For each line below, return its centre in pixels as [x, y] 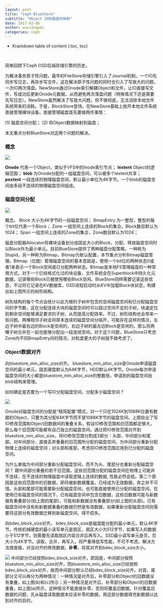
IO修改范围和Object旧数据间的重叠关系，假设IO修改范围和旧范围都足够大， [80, 423]
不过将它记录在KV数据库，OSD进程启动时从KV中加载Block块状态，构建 [85, 285]
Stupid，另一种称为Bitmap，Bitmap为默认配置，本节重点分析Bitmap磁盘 [77, 255]
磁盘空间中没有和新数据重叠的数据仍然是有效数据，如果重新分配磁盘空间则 [79, 507]
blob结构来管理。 [22, 381]
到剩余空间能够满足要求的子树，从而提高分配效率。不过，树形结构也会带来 [79, 314]
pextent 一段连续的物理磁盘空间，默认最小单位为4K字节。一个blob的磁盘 [78, 179]
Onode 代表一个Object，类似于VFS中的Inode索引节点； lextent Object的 [78, 167]
